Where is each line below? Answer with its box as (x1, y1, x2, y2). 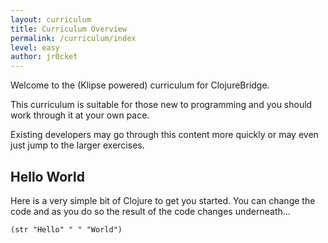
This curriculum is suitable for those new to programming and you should (10, 99, 313, 111)
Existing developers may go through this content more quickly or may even (10, 129, 319, 141)
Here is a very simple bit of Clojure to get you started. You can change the (10, 194, 316, 206)
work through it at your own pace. (10, 109, 150, 121)
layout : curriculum (10, 14, 92, 25)
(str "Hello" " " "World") (10, 224, 123, 235)
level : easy (10, 42, 60, 53)
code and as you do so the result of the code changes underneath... (10, 205, 291, 217)
